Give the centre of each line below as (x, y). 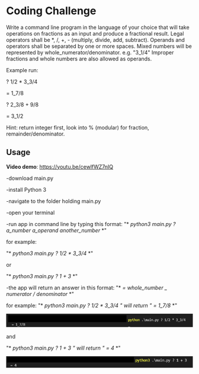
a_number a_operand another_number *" (57, 230)
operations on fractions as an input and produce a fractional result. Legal (95, 33)
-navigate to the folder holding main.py (54, 201)
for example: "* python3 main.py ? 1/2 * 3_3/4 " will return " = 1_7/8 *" (92, 305)
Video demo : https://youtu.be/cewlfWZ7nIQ (60, 166)
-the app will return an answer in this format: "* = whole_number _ (87, 288)
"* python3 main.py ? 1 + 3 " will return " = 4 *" (64, 348)
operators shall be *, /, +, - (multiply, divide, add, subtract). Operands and (96, 40)
